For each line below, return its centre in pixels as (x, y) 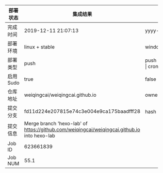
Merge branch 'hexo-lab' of (56, 123)
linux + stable (39, 47)
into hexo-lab (40, 136)
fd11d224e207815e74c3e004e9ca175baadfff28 (82, 111)
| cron (152, 66)
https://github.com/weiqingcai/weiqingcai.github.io (82, 130)
